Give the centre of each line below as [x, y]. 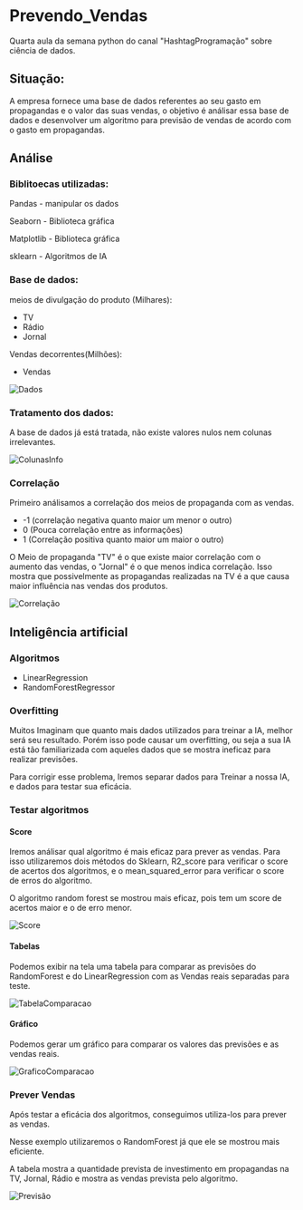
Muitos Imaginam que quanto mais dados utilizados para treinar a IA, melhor [151, 731]
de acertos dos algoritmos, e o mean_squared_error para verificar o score [147, 871]
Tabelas [25, 946]
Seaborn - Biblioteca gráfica [62, 221]
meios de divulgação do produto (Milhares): [91, 299]
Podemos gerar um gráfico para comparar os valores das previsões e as [144, 1044]
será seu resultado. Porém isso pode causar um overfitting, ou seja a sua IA [150, 741]
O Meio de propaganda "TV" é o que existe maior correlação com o [135, 557]
